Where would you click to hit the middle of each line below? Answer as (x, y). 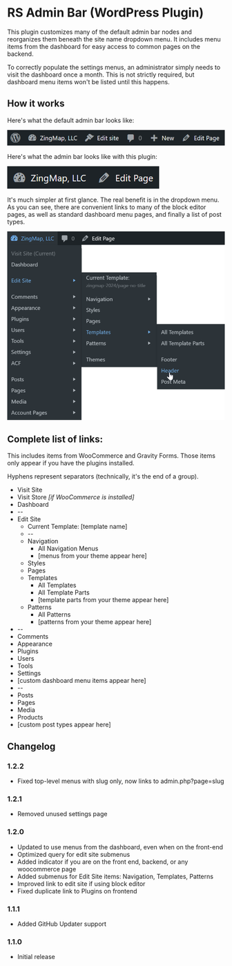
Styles (37, 563)
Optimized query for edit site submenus (74, 854)
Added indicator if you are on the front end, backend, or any (103, 862)
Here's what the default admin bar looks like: (71, 120)
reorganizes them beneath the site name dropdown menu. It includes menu (114, 39)
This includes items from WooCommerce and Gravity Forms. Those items (112, 456)
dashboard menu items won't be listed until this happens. (89, 81)
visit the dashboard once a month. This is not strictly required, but (101, 75)
